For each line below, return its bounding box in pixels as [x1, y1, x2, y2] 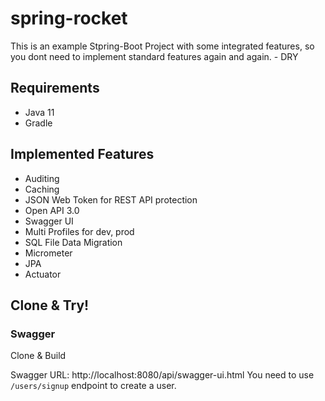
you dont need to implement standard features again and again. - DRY [10, 50, 299, 62]
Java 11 [24, 106, 55, 118]
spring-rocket [10, 7, 128, 30]
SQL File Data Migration [24, 236, 123, 248]
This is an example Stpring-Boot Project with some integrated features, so [10, 40, 315, 52]
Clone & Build [10, 350, 67, 362]
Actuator [24, 268, 62, 280]
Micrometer [24, 247, 73, 259]
